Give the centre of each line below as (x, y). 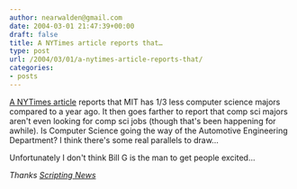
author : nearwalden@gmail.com (66, 18)
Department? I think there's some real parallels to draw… (114, 139)
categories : (31, 68)
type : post (30, 51)
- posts (24, 76)
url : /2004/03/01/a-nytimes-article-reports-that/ (106, 59)
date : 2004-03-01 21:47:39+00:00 (72, 26)
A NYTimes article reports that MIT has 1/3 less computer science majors (145, 102)
